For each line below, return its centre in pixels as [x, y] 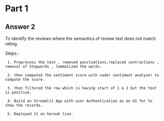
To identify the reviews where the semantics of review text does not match [81, 38]
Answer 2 [20, 27]
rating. [12, 44]
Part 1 [17, 9]
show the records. [24, 105]
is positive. [18, 92]
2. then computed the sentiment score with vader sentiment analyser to [83, 75]
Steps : [12, 53]
